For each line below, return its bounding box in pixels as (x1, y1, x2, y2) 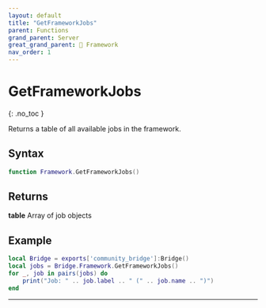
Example (8, 234, 52, 247)
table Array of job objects (8, 211, 93, 220)
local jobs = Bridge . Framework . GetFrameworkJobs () (8, 262, 179, 270)
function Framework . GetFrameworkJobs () (8, 168, 140, 176)
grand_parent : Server (8, 33, 80, 42)
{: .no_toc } (8, 108, 44, 118)
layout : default (8, 11, 62, 20)
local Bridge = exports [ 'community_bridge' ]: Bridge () (8, 255, 190, 263)
